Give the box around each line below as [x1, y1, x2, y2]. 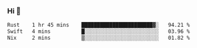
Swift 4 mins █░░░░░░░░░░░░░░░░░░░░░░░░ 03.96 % [7, 28, 190, 35]
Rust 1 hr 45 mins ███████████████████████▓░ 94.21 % [7, 22, 190, 29]
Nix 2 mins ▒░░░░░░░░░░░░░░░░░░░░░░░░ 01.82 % [7, 34, 190, 42]
